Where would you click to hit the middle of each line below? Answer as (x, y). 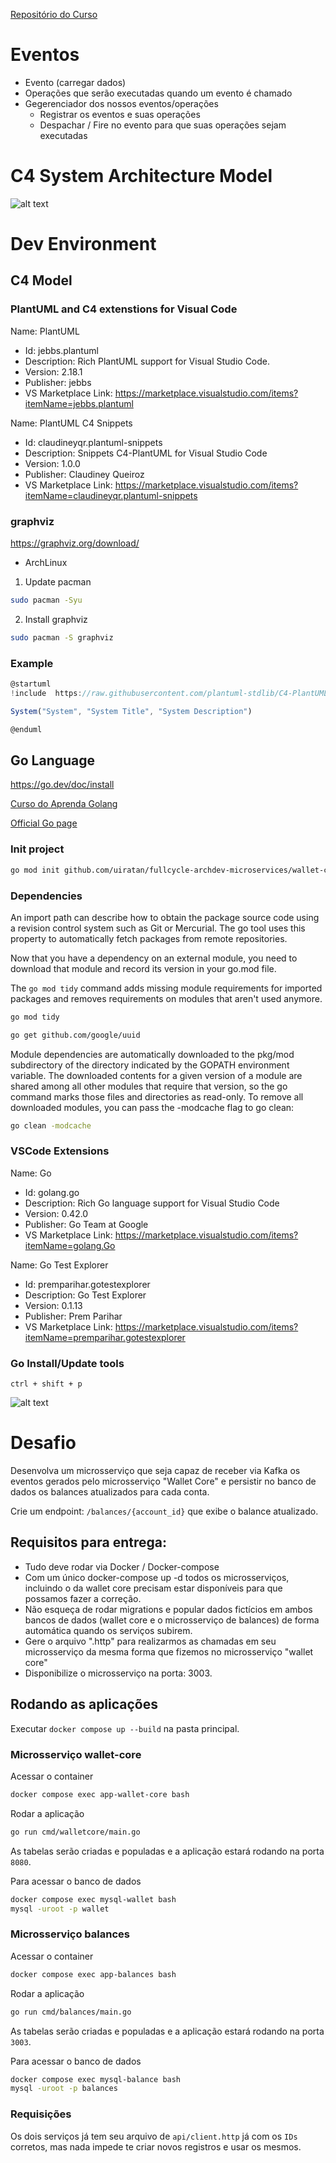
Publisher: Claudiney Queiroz (84, 474)
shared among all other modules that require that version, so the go (149, 1086)
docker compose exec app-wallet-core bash (100, 1794)
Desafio (43, 1443)
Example (32, 663)
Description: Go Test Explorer (85, 1295)
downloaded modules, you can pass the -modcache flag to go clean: (152, 1107)
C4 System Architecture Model (141, 176)
